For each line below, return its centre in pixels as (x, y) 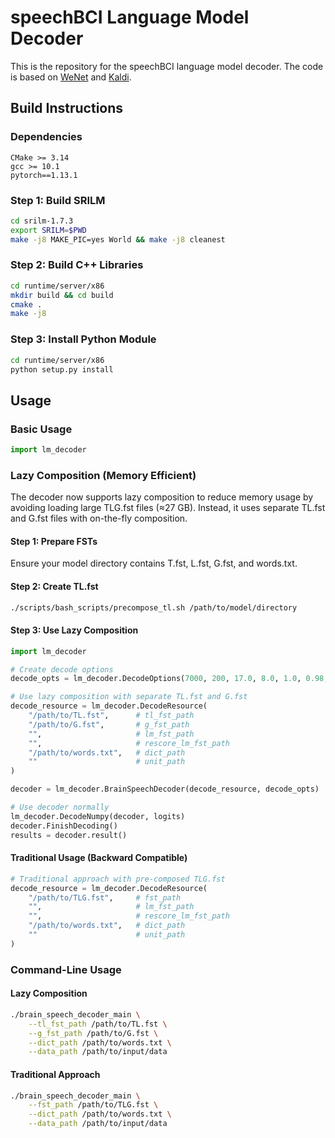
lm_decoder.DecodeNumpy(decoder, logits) (98, 816)
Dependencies (46, 137)
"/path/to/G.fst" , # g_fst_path (109, 724)
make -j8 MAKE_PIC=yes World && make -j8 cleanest (118, 239)
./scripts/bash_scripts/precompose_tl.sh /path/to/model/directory (154, 607)
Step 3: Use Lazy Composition (74, 630)
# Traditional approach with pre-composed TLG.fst (118, 879)
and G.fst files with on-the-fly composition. (99, 518)
